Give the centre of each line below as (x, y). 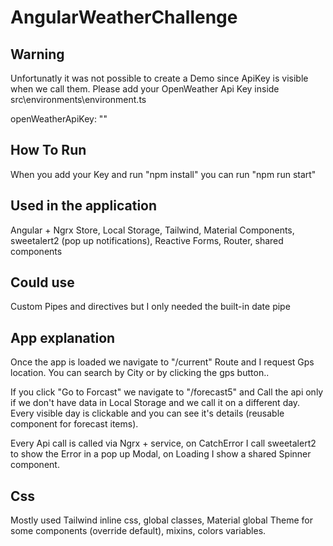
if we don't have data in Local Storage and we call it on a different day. (155, 403)
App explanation (63, 337)
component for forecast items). (74, 424)
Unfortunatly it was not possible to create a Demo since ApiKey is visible (159, 78)
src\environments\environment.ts (78, 99)
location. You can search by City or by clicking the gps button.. (140, 373)
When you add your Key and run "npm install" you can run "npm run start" (163, 174)
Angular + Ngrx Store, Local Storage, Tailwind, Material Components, (152, 230)
